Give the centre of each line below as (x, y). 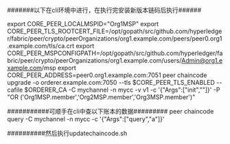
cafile (15, 90)
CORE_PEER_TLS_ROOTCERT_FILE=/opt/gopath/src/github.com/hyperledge (115, 31)
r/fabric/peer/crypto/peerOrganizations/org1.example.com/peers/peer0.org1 (115, 39)
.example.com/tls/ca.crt (41, 46)
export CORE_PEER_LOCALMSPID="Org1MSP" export (83, 24)
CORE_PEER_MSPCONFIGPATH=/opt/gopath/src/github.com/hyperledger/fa (115, 53)
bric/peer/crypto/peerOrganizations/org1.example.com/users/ (94, 60)
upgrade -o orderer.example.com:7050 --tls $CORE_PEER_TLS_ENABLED (111, 82)
